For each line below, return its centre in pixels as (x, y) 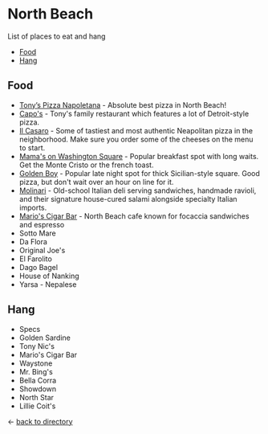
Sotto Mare (38, 233)
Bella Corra (38, 380)
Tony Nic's (37, 346)
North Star (36, 397)
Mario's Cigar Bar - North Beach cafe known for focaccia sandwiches (134, 216)
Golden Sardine (45, 338)
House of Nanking (49, 276)
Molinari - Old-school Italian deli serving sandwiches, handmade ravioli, (138, 190)
